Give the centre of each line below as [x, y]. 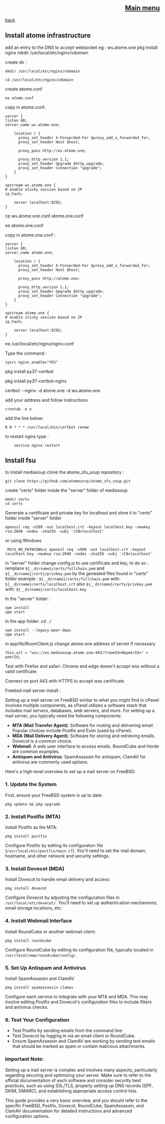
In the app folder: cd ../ [28, 621]
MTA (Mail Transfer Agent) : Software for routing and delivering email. [83, 725]
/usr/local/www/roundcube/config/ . [41, 955]
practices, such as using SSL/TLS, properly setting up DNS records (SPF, [79, 1086]
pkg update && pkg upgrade [33, 804]
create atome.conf [24, 89]
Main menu [142, 8]
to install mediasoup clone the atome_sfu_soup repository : [65, 472]
